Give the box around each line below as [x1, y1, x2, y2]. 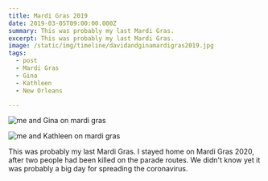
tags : [8, 49, 27, 57]
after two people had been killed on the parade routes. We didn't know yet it [8, 155, 261, 165]
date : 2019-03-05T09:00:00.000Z [8, 19, 117, 27]
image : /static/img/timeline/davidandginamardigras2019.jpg [8, 42, 215, 50]
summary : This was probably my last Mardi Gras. [8, 27, 175, 35]
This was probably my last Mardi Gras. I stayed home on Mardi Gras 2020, [8, 146, 255, 157]
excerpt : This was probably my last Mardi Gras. [8, 34, 175, 43]
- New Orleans [15, 86, 63, 95]
